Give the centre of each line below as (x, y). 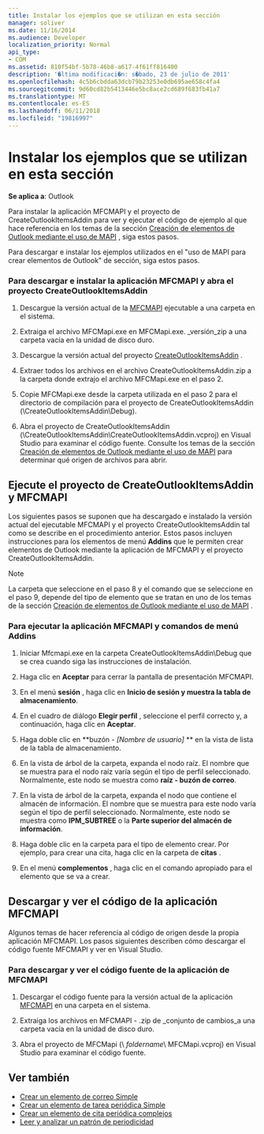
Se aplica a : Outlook (41, 196)
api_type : (24, 52)
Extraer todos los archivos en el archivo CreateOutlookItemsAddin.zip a (136, 371)
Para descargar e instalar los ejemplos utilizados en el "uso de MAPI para (127, 252)
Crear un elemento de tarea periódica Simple (93, 1105)
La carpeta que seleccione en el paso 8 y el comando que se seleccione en (131, 589)
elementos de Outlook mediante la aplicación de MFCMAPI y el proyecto (126, 549)
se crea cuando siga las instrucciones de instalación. (105, 661)
